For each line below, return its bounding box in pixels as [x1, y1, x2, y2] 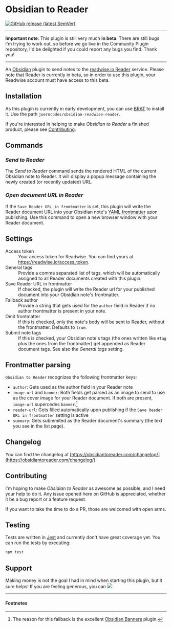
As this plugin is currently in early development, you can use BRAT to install [5, 105, 165, 111]
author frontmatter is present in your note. [18, 308, 106, 314]
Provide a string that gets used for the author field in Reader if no [18, 302, 156, 308]
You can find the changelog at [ [5, 451, 72, 457]
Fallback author [5, 297, 38, 303]
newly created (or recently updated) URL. [5, 179, 93, 185]
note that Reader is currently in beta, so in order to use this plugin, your [5, 72, 156, 78]
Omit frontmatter [5, 313, 40, 319]
